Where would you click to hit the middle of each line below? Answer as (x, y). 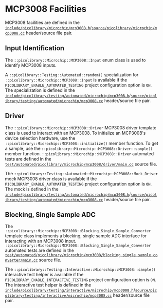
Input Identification (35, 48)
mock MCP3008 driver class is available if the (51, 179)
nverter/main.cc (21, 260)
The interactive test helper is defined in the (48, 285)
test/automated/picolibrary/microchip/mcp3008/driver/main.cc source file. (81, 164)
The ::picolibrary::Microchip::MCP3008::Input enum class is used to (75, 60)
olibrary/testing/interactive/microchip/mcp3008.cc (58, 296)
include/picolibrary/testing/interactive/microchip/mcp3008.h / (70, 290)
